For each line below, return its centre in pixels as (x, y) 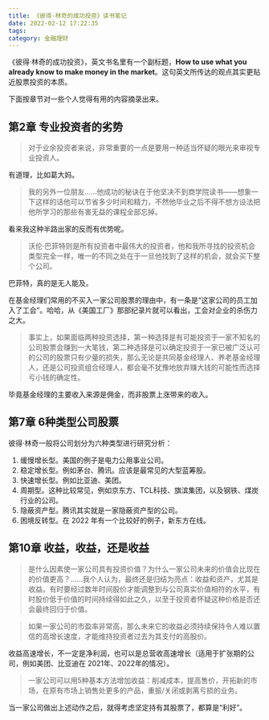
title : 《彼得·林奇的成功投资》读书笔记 (67, 16)
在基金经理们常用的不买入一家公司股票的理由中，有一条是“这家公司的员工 (130, 300)
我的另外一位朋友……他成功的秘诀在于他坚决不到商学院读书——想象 (139, 192)
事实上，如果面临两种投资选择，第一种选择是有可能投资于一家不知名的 (144, 337)
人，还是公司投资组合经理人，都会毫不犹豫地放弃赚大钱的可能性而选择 (144, 368)
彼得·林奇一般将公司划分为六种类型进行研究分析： (90, 443)
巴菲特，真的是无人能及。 (51, 283)
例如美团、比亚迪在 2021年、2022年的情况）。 (98, 663)
